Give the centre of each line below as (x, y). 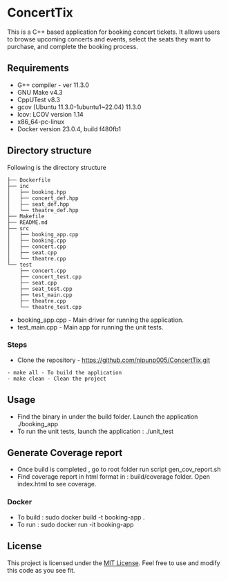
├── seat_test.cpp (46, 289)
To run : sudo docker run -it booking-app (75, 524)
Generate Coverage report (65, 453)
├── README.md (28, 222)
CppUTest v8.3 (39, 99)
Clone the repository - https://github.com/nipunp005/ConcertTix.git (114, 360)
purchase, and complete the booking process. (73, 46)
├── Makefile (26, 216)
